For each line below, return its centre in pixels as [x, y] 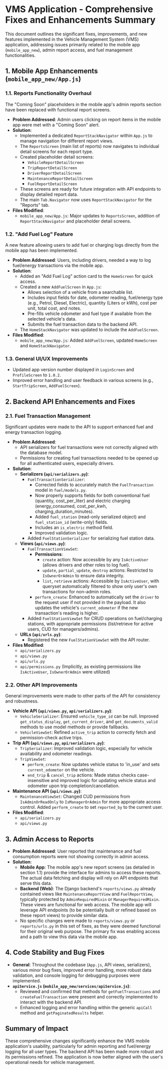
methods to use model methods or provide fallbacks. [74, 727]
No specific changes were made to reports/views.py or [77, 921]
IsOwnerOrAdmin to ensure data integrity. [83, 575]
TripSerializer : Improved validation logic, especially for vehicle [86, 748]
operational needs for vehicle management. [50, 1062]
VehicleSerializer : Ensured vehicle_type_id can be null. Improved [89, 716]
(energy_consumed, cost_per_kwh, [71, 506]
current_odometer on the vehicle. [61, 770]
